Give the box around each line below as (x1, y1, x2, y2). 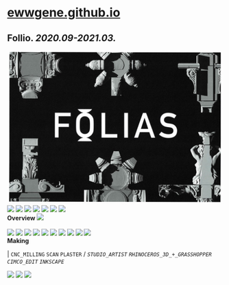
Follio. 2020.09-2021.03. (7, 32, 117, 44)
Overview (7, 214, 36, 223)
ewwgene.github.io (7, 5, 121, 21)
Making (7, 237, 29, 245)
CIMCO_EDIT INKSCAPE (7, 259, 64, 266)
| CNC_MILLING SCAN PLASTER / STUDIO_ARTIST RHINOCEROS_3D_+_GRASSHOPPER (7, 250, 213, 258)
